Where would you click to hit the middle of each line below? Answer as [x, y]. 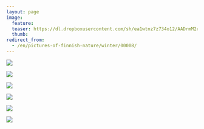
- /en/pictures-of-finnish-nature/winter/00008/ [74, 46]
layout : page [23, 12]
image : [15, 18]
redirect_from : [25, 40]
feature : [23, 23]
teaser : [22, 29]
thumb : [20, 35]
